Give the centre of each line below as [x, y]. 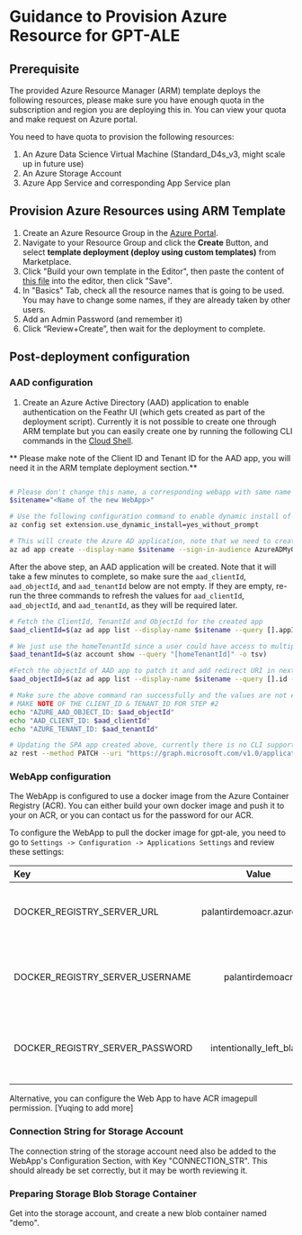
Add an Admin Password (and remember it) [102, 319]
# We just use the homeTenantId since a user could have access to [138, 646]
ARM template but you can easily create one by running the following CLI [157, 431]
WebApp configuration [60, 776]
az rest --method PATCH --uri [66, 754]
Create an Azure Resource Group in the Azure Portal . [120, 232]
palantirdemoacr [258, 977]
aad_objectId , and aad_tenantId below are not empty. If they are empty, [142, 586]
